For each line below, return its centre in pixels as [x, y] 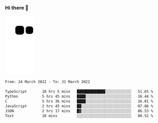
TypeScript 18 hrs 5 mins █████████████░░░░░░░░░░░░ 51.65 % [79, 92]
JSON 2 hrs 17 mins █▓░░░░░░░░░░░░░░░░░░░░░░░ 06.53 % [79, 111]
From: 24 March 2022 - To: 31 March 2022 [48, 82]
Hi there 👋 [17, 8]
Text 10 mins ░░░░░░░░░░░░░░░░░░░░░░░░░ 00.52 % [79, 116]
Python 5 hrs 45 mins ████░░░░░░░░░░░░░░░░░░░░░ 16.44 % [79, 97]
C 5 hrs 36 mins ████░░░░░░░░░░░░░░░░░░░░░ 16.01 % [79, 102]
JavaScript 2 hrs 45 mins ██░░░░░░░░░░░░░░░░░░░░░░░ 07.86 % [79, 106]
